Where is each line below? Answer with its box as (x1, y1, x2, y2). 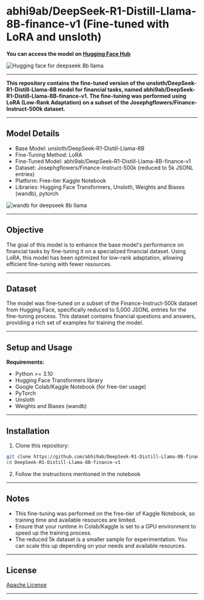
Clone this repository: (15, 442, 69, 449)
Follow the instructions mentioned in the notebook (15, 470, 141, 477)
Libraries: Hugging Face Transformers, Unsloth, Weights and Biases (15, 183, 185, 191)
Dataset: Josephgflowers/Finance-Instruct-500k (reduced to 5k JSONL (15, 164, 194, 171)
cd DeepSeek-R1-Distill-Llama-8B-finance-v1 (6, 459, 121, 465)
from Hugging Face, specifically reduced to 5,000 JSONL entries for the (6, 306, 186, 313)
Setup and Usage (6, 342, 73, 353)
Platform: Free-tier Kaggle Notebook (15, 177, 106, 184)
